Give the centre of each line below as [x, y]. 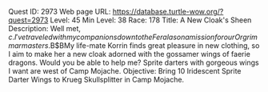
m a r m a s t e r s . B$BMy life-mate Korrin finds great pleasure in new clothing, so [134, 46]
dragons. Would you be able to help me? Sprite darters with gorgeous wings [134, 62]
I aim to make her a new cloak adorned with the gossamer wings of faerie [129, 54]
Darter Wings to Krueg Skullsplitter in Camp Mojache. [96, 80]
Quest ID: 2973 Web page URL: [60, 12]
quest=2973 [28, 20]
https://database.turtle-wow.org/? [168, 12]
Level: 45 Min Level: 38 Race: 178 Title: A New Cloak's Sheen [151, 20]
